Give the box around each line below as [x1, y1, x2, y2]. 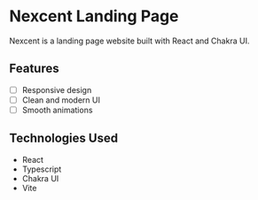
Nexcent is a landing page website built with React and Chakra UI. [9, 35, 250, 46]
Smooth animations [21, 104, 93, 115]
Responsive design [21, 84, 92, 95]
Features [9, 61, 59, 76]
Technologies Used [9, 131, 118, 146]
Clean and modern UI [21, 95, 100, 105]
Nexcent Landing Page [9, 6, 179, 27]
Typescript [21, 164, 62, 174]
